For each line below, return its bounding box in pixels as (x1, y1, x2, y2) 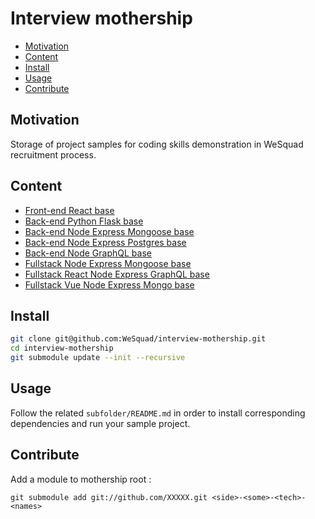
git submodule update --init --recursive (10, 353, 186, 363)
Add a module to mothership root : (10, 473, 152, 485)
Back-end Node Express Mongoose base (24, 225, 195, 237)
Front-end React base (24, 204, 115, 216)
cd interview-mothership (10, 343, 114, 354)
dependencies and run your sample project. (10, 417, 191, 429)
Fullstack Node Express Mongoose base (24, 257, 192, 269)
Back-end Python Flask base (24, 215, 144, 227)
